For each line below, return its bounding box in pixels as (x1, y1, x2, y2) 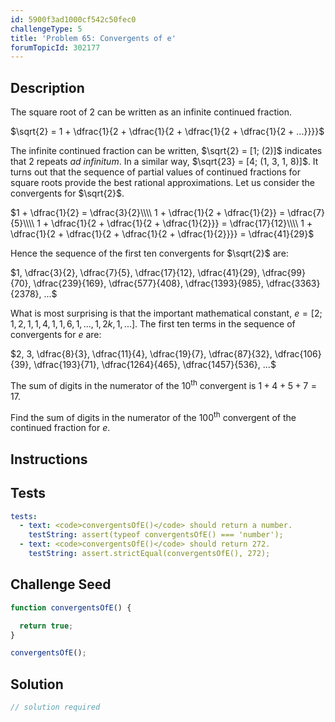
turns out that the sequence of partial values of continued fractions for (10, 166, 301, 178)
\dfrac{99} (261, 267, 306, 279)
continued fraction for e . (10, 422, 111, 434)
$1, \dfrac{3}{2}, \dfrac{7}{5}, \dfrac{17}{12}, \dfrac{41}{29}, (10, 267, 260, 279)
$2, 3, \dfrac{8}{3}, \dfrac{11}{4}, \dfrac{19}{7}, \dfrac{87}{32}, (10, 348, 273, 360)
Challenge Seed (10, 576, 112, 593)
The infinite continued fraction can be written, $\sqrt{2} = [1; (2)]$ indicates (10, 145, 323, 157)
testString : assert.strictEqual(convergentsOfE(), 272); (28, 549, 271, 559)
